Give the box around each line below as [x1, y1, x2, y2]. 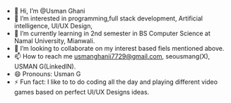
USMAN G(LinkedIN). [13, 62, 76, 71]
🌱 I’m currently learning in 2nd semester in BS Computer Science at [13, 29, 211, 37]
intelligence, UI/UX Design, [13, 22, 93, 30]
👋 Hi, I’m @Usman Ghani [13, 7, 85, 15]
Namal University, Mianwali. [13, 37, 95, 45]
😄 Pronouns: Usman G [13, 70, 81, 78]
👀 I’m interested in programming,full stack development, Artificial [13, 14, 203, 23]
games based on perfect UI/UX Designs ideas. [13, 88, 150, 96]
